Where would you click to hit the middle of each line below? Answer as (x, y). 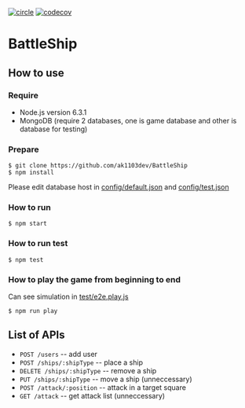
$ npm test (26, 259)
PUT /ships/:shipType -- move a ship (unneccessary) (106, 379)
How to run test (38, 244)
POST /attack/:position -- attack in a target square (103, 387)
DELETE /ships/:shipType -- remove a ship (88, 370)
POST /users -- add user (59, 354)
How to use (36, 73)
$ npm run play (33, 311)
